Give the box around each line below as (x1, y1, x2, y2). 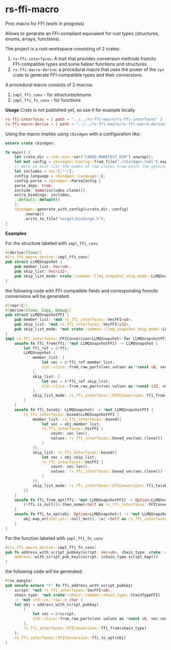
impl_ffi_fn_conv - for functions (12, 97, 81, 103)
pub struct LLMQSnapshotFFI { (5, 312, 70, 317)
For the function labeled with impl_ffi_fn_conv (5, 535, 103, 541)
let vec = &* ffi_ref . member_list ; (41, 360, 115, 365)
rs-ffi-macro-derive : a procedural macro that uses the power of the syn (12, 66, 164, 72)
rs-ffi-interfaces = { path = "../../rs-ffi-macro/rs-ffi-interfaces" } (5, 116, 163, 122)
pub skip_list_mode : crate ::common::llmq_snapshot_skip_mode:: (14, 273, 152, 279)
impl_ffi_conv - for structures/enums (12, 91, 92, 97)
